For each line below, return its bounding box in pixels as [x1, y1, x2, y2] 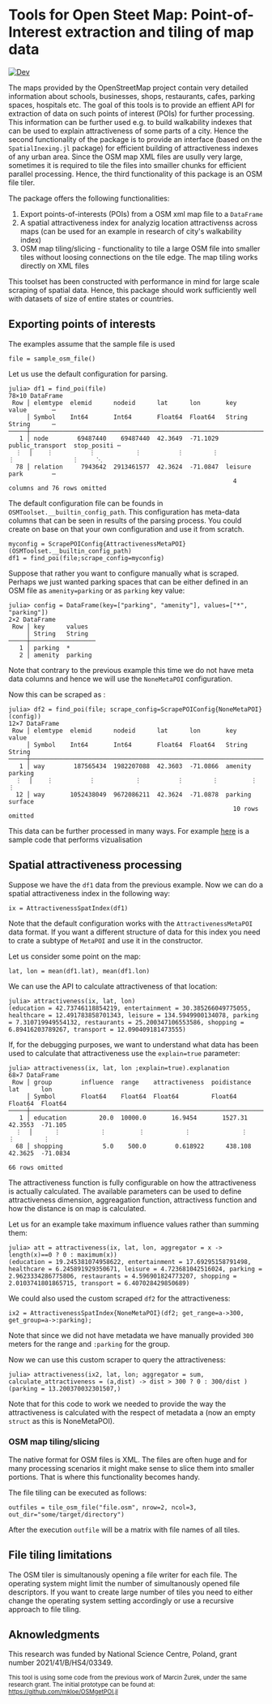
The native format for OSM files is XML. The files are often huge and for [8, 1455, 248, 1465]
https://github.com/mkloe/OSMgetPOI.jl [8, 1688, 119, 1696]
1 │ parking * [19, 644, 70, 652]
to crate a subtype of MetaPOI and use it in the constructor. [8, 935, 203, 945]
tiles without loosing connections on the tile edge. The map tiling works [19, 252, 258, 261]
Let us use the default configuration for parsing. [8, 369, 168, 378]
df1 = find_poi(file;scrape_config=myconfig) [8, 554, 164, 562]
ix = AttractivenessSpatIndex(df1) [8, 904, 129, 912]
